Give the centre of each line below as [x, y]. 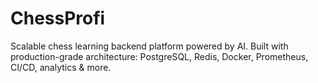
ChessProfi [58, 18]
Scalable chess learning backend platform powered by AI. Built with [149, 46]
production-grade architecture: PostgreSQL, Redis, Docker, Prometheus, [159, 56]
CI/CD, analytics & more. [61, 67]
